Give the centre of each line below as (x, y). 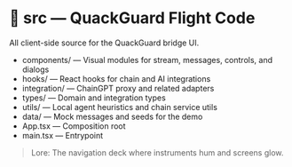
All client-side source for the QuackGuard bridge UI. (104, 43)
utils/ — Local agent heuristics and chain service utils (119, 107)
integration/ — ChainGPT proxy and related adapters (118, 88)
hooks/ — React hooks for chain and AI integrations (116, 78)
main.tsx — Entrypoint (63, 135)
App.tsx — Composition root (74, 126)
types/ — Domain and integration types (94, 98)
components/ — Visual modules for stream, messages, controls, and (147, 60)
